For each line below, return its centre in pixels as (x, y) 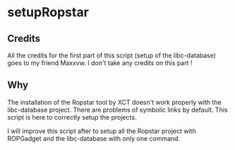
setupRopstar (48, 12)
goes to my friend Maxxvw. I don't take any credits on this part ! (100, 63)
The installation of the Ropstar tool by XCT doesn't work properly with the (114, 102)
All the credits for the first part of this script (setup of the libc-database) (112, 55)
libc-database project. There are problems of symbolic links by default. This (117, 110)
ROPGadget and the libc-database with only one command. (94, 138)
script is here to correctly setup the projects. (72, 117)
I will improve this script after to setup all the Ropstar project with (102, 131)
